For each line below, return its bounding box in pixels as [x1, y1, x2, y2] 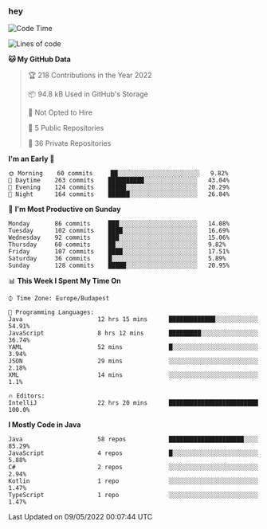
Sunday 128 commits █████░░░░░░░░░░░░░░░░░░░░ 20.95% [8, 261, 230, 270]
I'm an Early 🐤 [8, 154, 55, 164]
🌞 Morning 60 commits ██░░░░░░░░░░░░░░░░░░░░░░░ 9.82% [8, 170, 229, 178]
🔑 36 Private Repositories [27, 139, 112, 148]
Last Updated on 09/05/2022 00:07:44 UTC [8, 512, 153, 522]
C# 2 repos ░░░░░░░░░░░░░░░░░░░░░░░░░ [8, 464, 259, 472]
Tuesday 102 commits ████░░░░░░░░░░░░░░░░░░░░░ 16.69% [8, 227, 230, 235]
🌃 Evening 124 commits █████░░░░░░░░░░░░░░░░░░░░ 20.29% [8, 183, 230, 192]
